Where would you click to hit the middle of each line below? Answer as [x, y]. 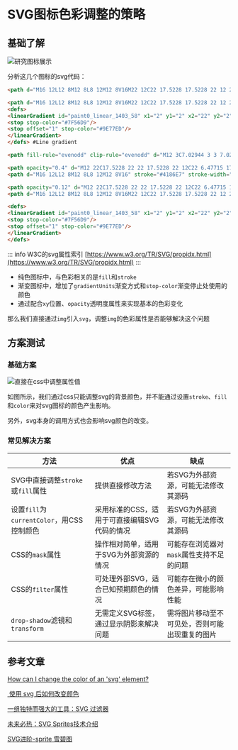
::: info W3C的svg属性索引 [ [47, 254]
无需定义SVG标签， [127, 613]
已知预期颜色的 [127, 589]
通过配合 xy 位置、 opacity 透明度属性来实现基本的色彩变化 [100, 303]
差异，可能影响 [199, 589]
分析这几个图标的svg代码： [47, 76]
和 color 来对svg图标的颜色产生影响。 [61, 406]
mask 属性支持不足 [195, 554]
